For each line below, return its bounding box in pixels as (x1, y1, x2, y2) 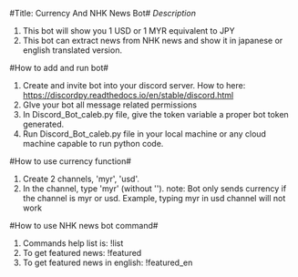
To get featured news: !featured (22, 248, 142, 258)
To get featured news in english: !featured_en (22, 257, 193, 268)
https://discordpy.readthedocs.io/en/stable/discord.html (22, 90, 234, 100)
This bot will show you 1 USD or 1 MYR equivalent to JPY (22, 26, 235, 36)
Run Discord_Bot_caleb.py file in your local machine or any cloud (22, 128, 267, 139)
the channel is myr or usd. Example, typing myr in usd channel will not (22, 193, 286, 203)
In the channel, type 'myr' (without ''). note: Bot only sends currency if (22, 183, 287, 194)
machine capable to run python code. (22, 138, 164, 149)
